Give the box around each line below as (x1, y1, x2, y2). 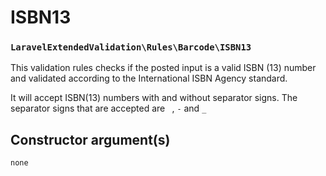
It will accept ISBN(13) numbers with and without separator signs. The (10, 92, 298, 104)
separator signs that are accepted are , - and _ (10, 102, 207, 115)
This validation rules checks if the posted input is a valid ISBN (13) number (10, 62, 317, 74)
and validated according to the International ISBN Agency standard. (10, 72, 288, 85)
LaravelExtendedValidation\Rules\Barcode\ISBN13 (10, 42, 252, 53)
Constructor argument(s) (10, 131, 171, 148)
